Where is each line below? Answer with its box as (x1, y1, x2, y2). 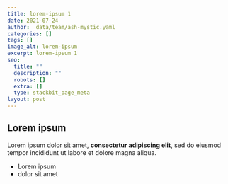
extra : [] (13, 83, 42, 90)
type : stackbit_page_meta (13, 89, 91, 96)
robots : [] (13, 76, 46, 84)
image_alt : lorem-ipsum (7, 43, 78, 50)
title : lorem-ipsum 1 (7, 10, 72, 18)
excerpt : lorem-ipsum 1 (7, 50, 78, 57)
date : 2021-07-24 (7, 17, 59, 24)
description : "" (13, 69, 62, 76)
